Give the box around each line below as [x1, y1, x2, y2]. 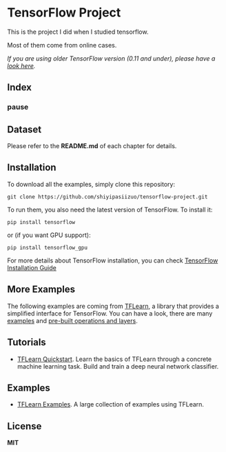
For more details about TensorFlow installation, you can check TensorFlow [7, 256, 218, 265]
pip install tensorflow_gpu [7, 244, 88, 251]
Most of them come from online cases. [7, 41, 117, 49]
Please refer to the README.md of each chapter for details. [7, 142, 177, 150]
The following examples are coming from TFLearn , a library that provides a [7, 302, 219, 310]
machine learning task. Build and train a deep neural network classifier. [17, 362, 219, 370]
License [7, 420, 42, 432]
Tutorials [7, 336, 46, 349]
